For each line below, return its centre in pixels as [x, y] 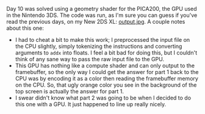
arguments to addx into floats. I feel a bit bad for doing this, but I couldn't [106, 53]
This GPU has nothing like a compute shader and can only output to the [105, 65]
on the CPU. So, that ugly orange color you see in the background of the [106, 85]
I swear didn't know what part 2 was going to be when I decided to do [103, 98]
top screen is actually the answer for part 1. [69, 91]
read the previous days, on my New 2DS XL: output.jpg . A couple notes [96, 22]
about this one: [25, 28]
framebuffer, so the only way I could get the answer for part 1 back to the [107, 72]
